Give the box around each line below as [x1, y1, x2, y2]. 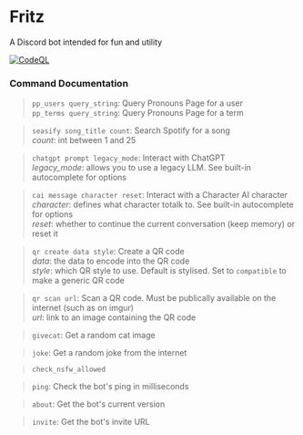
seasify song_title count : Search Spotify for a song [31, 125, 230, 136]
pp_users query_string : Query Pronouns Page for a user [31, 98, 244, 109]
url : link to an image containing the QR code [31, 312, 197, 323]
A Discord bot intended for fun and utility [9, 36, 163, 47]
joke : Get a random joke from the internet [31, 347, 187, 358]
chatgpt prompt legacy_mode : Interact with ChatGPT [31, 152, 226, 163]
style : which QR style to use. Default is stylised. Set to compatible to [31, 265, 287, 276]
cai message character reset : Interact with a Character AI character [31, 190, 288, 201]
